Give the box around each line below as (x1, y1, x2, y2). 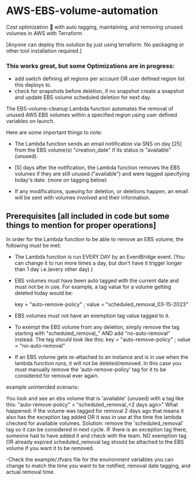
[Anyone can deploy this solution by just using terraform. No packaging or (6, 41, 184, 48)
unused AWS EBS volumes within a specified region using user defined (6, 111, 177, 118)
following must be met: (6, 242, 61, 249)
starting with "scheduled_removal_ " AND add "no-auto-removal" (14, 330, 171, 337)
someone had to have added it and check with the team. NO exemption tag (6, 432, 187, 440)
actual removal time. (6, 468, 55, 475)
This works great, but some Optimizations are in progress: (6, 61, 175, 70)
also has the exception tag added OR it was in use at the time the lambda (6, 414, 182, 421)
